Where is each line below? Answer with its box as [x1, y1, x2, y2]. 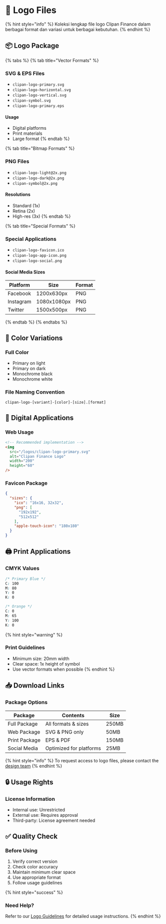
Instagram [7, 298, 31, 305]
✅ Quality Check [5, 832, 58, 840]
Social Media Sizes [5, 269, 45, 275]
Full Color [5, 349, 29, 356]
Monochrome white [12, 376, 53, 382]
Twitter [7, 306, 24, 314]
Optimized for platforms [45, 745, 101, 752]
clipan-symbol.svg [12, 98, 51, 103]
